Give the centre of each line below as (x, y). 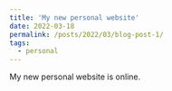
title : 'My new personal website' (75, 18)
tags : (19, 43)
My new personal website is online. (75, 77)
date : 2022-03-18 (42, 26)
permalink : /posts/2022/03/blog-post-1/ (87, 34)
